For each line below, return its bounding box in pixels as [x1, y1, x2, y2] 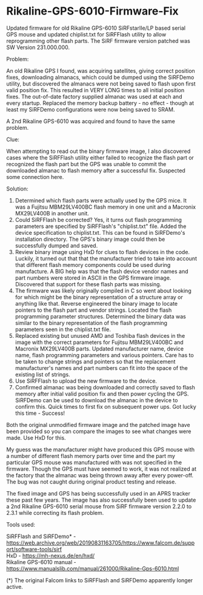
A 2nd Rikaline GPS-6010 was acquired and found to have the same [6, 117, 176, 125]
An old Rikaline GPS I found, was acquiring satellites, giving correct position [6, 67, 195, 74]
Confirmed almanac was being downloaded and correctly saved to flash [15, 383, 195, 391]
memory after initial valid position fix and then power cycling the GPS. [15, 390, 189, 397]
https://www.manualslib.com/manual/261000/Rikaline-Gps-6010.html [6, 565, 179, 572]
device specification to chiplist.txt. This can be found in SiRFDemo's [15, 229, 185, 236]
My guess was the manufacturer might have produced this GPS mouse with [6, 446, 195, 453]
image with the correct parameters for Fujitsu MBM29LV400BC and [15, 338, 184, 346]
